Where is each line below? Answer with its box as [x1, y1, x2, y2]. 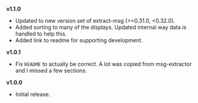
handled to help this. [15, 30, 67, 37]
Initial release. [15, 91, 51, 97]
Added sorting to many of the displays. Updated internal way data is [15, 24, 187, 31]
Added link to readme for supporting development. [15, 37, 143, 44]
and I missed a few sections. [15, 67, 87, 74]
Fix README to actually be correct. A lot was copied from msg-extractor [15, 61, 192, 67]
